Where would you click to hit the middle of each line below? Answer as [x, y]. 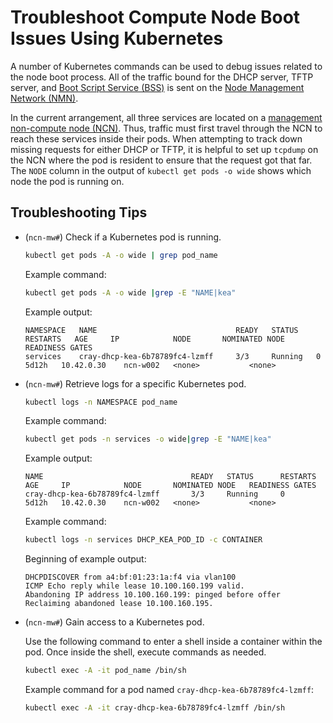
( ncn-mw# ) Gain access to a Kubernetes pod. [114, 622]
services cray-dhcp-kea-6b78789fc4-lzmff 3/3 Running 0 [173, 356]
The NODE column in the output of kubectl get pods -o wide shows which [161, 170]
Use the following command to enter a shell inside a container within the [173, 642]
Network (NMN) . [44, 98]
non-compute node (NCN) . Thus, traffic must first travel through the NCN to [166, 128]
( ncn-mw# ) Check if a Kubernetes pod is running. [123, 237]
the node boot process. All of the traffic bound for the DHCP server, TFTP [162, 77]
